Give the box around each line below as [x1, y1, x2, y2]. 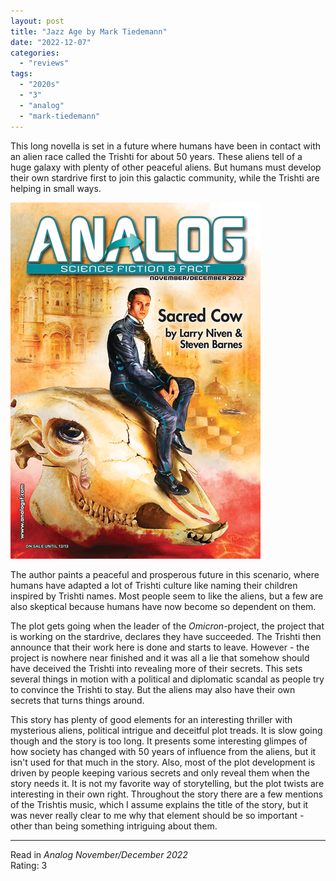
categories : [10, 48, 60, 58]
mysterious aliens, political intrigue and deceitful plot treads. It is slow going [10, 724, 323, 736]
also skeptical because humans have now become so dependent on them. [10, 600, 317, 612]
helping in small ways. [10, 182, 102, 194]
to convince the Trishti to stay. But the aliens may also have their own [10, 683, 296, 695]
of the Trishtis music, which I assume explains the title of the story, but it [10, 798, 309, 810]
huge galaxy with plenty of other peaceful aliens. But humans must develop [10, 161, 322, 173]
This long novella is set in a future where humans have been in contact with [10, 140, 322, 152]
